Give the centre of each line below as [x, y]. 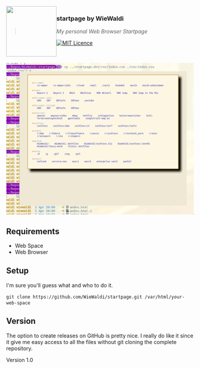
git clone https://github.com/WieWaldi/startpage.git [74, 297]
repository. [19, 348]
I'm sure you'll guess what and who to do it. [60, 285]
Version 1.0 [20, 360]
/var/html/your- [165, 297]
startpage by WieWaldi [90, 19]
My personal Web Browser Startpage [102, 32]
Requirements [33, 231]
